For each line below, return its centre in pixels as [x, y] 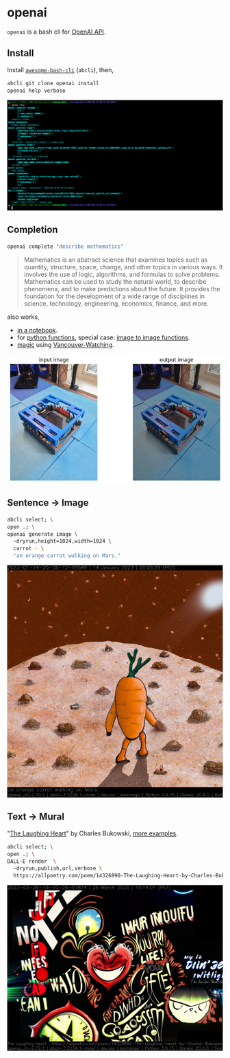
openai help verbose [37, 91]
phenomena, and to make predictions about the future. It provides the [122, 289]
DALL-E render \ [32, 861]
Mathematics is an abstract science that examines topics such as [116, 260]
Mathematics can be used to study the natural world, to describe [115, 281]
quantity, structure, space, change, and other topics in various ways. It [123, 267]
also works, [23, 317]
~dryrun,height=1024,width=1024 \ [62, 541]
